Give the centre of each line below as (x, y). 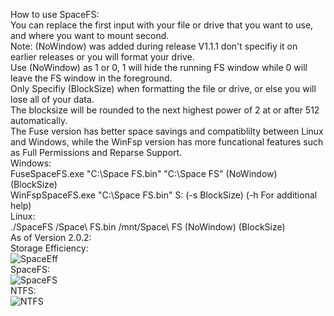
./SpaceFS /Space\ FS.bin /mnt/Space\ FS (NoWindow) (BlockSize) (148, 227)
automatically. (39, 120)
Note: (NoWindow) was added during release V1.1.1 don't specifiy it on (154, 46)
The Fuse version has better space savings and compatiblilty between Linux (167, 131)
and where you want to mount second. (90, 35)
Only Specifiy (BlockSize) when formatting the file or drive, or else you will (163, 88)
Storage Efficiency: (49, 248)
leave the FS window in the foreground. (91, 78)
